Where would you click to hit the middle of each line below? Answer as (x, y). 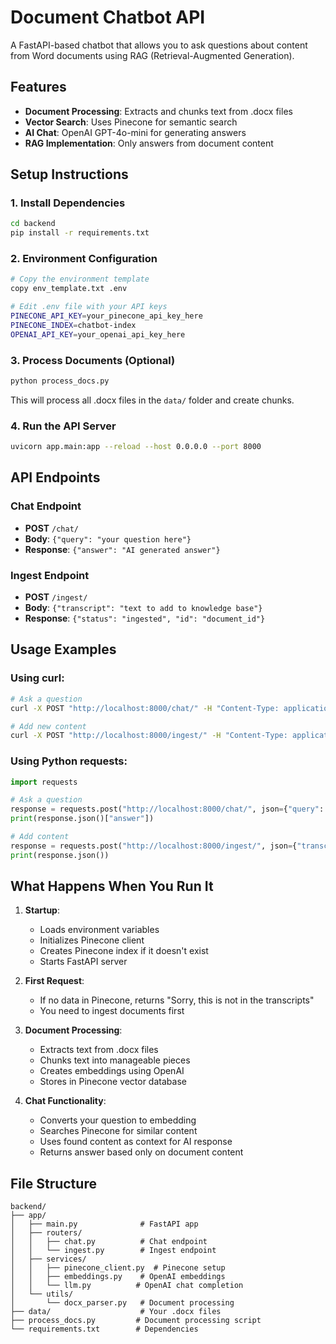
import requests (44, 782)
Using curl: (37, 678)
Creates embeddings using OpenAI (112, 1071)
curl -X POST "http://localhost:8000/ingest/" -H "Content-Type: (149, 736)
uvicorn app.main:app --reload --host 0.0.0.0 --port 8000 (136, 447)
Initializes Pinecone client (92, 940)
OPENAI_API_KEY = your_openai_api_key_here (98, 334)
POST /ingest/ (56, 597)
